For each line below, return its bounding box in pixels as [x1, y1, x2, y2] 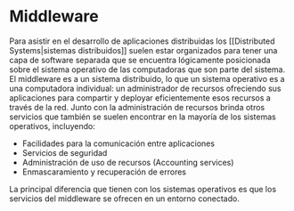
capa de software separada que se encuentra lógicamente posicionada [9, 54, 271, 65]
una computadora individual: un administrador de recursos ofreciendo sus [9, 83, 282, 93]
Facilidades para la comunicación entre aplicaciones [21, 138, 216, 149]
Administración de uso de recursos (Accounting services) [21, 157, 234, 167]
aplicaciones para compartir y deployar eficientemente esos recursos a [9, 92, 272, 103]
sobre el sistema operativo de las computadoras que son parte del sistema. [9, 64, 286, 75]
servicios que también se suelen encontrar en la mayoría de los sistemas [9, 111, 276, 122]
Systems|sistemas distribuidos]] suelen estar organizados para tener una [9, 45, 278, 55]
